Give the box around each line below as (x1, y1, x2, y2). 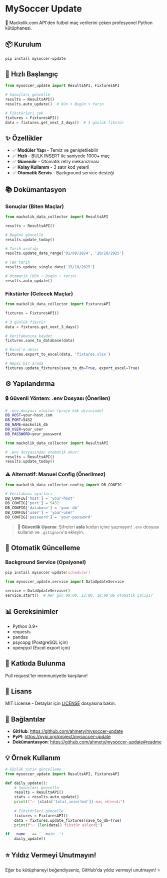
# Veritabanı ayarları (5, 491, 52, 496)
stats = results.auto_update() (14, 795, 79, 800)
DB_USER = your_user (5, 427, 43, 432)
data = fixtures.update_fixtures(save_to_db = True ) (14, 818, 122, 823)
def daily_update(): (5, 781, 48, 786)
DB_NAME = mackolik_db (5, 422, 48, 427)
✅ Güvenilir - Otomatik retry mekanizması (12, 159, 99, 165)
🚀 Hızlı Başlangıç (5, 70, 58, 78)
